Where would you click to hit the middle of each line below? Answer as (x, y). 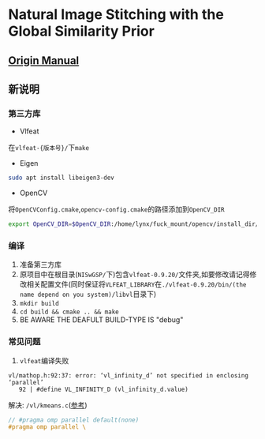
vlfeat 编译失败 (44, 360)
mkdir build (39, 304)
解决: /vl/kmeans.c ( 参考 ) (48, 405)
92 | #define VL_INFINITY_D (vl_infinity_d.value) (104, 389)
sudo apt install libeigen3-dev (61, 178)
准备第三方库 (40, 265)
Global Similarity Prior (82, 31)
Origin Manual (44, 60)
